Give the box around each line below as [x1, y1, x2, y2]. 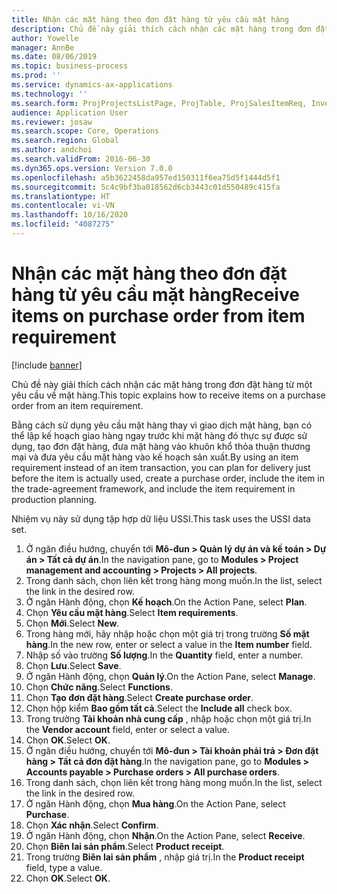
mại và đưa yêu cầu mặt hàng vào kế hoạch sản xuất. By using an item [11, 451, 299, 463]
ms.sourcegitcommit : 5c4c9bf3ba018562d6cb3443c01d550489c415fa [11, 182, 281, 192]
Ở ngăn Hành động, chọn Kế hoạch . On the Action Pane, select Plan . [25, 596, 308, 608]
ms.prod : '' [11, 71, 61, 81]
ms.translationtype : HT [11, 191, 111, 201]
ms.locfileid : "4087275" [11, 219, 115, 230]
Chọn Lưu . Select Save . [25, 659, 122, 671]
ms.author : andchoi [11, 145, 93, 155]
